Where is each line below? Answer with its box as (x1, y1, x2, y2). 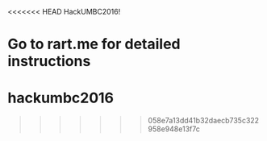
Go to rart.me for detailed (7, 35, 181, 53)
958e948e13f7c (148, 124, 201, 134)
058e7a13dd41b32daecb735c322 (148, 116, 260, 126)
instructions (7, 52, 91, 71)
